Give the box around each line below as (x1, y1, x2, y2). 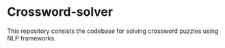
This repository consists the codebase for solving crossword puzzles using (7, 27, 219, 35)
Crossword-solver (7, 4, 114, 20)
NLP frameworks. (7, 34, 57, 42)
